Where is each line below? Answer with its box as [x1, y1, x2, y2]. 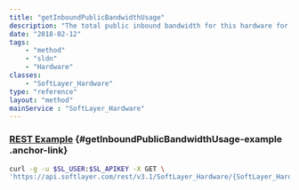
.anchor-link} [9, 144, 69, 156]
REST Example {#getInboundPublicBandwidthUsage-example [9, 133, 283, 146]
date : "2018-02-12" [9, 29, 82, 38]
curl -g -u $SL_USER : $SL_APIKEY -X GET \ [9, 164, 166, 173]
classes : [9, 71, 42, 80]
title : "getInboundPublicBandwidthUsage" [9, 12, 166, 22]
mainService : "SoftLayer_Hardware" [9, 104, 145, 113]
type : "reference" [9, 87, 77, 96]
